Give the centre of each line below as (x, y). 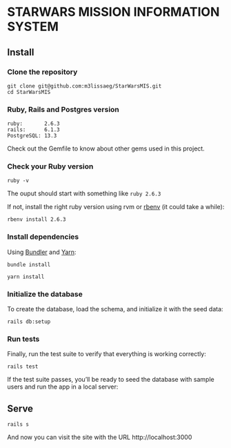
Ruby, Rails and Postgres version (63, 109)
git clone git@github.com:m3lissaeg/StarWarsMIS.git (84, 86)
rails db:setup (29, 322)
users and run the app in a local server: (63, 387)
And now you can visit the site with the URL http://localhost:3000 (100, 437)
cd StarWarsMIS (29, 92)
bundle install (29, 264)
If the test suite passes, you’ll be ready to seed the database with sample (111, 380)
